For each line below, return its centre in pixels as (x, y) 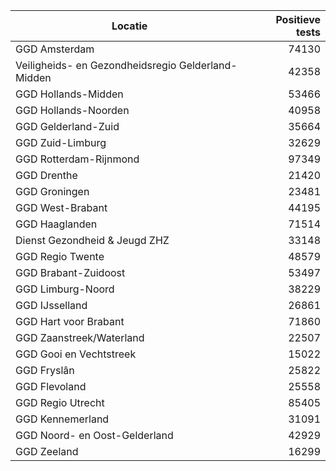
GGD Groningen (52, 191)
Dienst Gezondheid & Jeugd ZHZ (92, 240)
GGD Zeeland (47, 451)
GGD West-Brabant (61, 207)
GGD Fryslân (45, 370)
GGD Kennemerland (62, 419)
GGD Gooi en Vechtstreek (76, 354)
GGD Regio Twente (60, 256)
